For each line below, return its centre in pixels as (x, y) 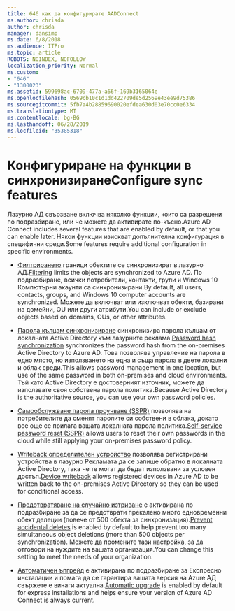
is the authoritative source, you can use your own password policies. (116, 397)
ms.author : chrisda (36, 20)
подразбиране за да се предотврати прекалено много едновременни (122, 512)
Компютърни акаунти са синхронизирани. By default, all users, (110, 287)
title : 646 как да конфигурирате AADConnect (73, 14)
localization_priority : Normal (53, 66)
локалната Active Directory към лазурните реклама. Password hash (117, 338)
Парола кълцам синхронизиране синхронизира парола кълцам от (116, 331)
